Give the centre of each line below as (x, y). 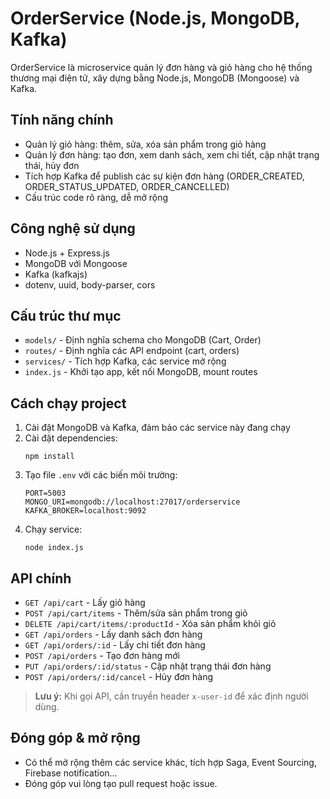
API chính (41, 578)
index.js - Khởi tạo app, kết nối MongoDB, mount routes (141, 372)
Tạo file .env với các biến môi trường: (101, 475)
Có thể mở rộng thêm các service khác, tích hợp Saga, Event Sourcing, (170, 762)
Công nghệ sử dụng (73, 228)
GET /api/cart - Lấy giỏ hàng (85, 602)
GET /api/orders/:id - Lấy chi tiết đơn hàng (115, 645)
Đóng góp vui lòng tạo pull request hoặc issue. (121, 783)
